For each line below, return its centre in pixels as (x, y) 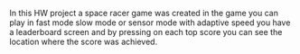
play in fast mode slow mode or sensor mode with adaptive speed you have (150, 22)
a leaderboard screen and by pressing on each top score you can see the (146, 32)
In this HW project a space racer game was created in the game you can (144, 13)
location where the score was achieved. (84, 41)
